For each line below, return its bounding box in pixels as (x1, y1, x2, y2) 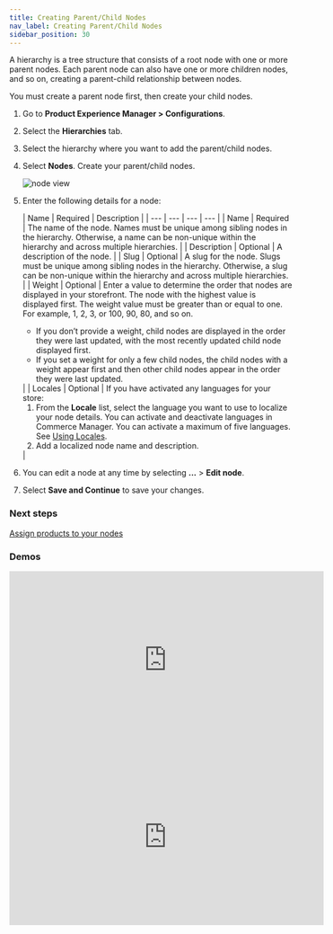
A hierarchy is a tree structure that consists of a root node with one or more (9, 55, 289, 66)
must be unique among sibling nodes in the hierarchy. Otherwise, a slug (22, 261, 288, 271)
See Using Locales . (35, 431, 108, 441)
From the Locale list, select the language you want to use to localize (35, 402, 288, 414)
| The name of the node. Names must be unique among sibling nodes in (22, 222, 287, 234)
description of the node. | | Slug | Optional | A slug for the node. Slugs (22, 251, 281, 262)
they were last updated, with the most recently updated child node (35, 335, 282, 346)
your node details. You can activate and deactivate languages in (35, 412, 273, 423)
